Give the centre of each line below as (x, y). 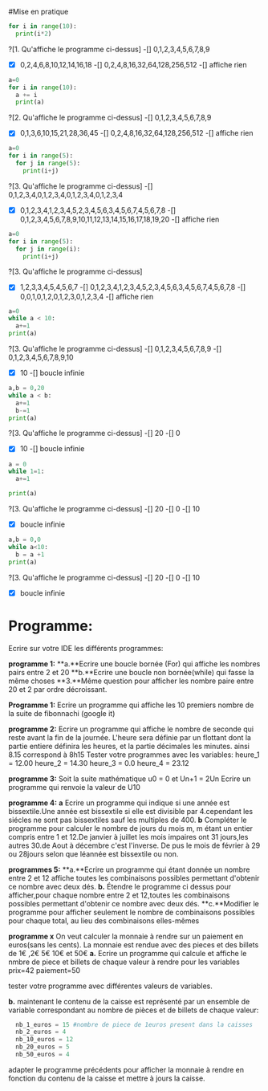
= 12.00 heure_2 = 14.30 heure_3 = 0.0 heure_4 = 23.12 (99, 763)
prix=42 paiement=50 (45, 970)
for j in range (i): (48, 249)
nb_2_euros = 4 (41, 1032)
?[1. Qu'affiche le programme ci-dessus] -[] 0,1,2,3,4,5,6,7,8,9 (109, 49)
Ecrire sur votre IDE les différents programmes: (86, 648)
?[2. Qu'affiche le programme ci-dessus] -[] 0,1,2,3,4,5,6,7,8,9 (110, 118)
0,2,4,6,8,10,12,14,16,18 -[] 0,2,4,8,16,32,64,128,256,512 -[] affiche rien (133, 64)
